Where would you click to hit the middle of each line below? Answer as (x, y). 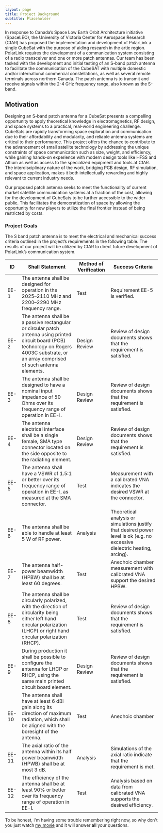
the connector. (127, 498)
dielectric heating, (131, 548)
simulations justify (131, 524)
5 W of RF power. (41, 539)
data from (122, 787)
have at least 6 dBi (43, 701)
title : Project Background (32, 14)
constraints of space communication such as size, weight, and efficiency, (78, 152)
